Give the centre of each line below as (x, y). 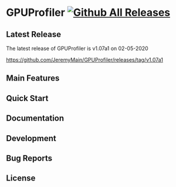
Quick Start (27, 98)
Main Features (33, 79)
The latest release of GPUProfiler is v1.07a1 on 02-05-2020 (77, 48)
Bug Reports (29, 158)
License (21, 178)
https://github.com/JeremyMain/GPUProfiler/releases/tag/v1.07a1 (84, 60)
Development (31, 138)
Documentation (35, 118)
